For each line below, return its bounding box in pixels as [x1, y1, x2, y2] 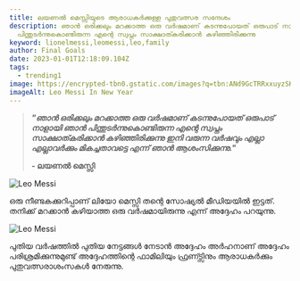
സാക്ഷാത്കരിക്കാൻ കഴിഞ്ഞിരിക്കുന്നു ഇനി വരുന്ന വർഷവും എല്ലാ [30, 132, 264, 143]
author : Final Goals [9, 46, 87, 55]
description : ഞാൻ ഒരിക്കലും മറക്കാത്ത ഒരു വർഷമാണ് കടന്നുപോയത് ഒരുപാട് [9, 21, 279, 30]
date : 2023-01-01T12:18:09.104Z [9, 54, 129, 63]
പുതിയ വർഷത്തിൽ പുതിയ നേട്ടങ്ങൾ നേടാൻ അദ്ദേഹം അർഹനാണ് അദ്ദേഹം [9, 240, 290, 251]
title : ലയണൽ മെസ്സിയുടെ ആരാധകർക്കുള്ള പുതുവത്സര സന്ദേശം [9, 12, 230, 22]
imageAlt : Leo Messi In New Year [9, 87, 134, 96]
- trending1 [17, 71, 62, 80]
